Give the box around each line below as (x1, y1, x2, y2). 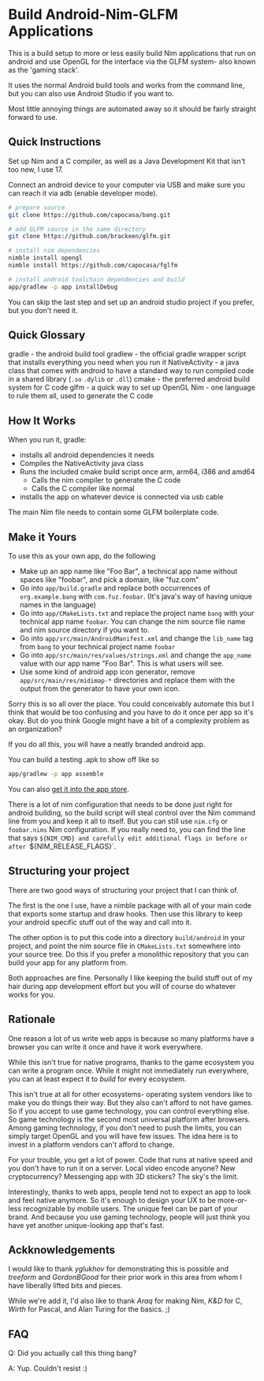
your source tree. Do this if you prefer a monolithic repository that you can (8, 949, 250, 959)
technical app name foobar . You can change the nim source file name (19, 617, 246, 626)
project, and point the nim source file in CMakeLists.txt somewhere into (8, 941, 241, 950)
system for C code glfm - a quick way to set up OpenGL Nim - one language (8, 383, 256, 392)
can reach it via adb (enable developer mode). (8, 188, 158, 198)
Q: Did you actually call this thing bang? (8, 1349, 137, 1358)
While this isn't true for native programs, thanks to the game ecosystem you (8, 1057, 255, 1066)
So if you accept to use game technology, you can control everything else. (8, 1106, 250, 1115)
